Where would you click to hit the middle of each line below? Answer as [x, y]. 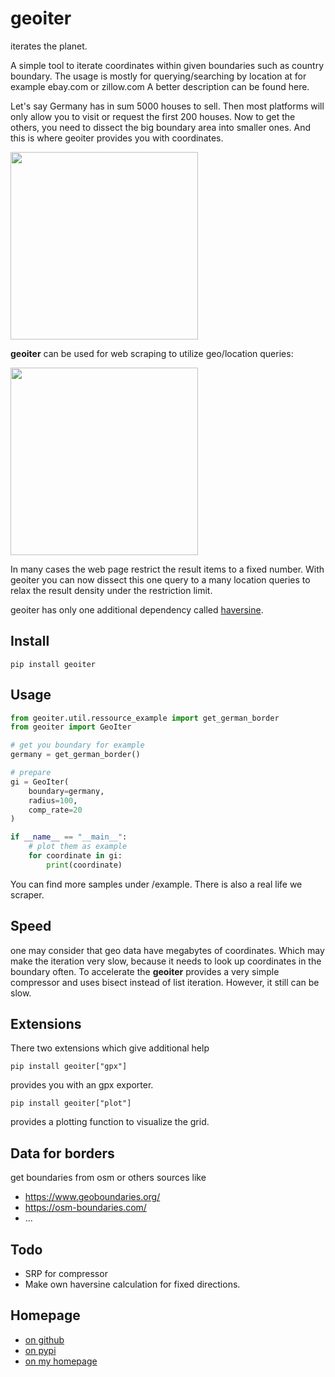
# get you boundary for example [77, 745]
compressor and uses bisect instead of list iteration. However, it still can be [165, 982]
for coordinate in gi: [75, 856]
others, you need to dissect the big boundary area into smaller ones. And [161, 127]
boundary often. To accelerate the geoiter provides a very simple [145, 971]
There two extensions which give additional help [110, 1048]
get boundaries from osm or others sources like [108, 1178]
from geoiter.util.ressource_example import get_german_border [145, 718]
